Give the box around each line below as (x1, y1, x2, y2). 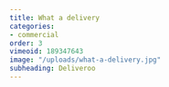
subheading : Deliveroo (9, 64, 96, 73)
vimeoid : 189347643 (9, 47, 84, 56)
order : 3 (9, 38, 43, 48)
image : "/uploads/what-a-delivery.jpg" (9, 55, 162, 64)
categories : (9, 22, 55, 31)
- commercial (9, 30, 59, 39)
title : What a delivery (9, 13, 100, 23)
